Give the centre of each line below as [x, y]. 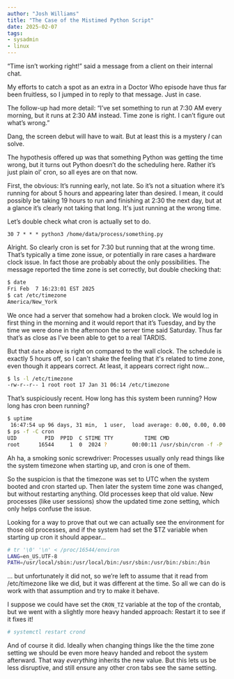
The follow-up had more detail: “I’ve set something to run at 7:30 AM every [115, 108]
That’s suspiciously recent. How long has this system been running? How [112, 398]
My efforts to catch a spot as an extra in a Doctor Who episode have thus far [117, 87]
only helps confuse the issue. [49, 509]
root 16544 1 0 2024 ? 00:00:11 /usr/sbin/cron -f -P [115, 444]
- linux [18, 46]
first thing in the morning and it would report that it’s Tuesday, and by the [111, 323]
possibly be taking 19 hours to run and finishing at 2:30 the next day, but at [115, 200]
